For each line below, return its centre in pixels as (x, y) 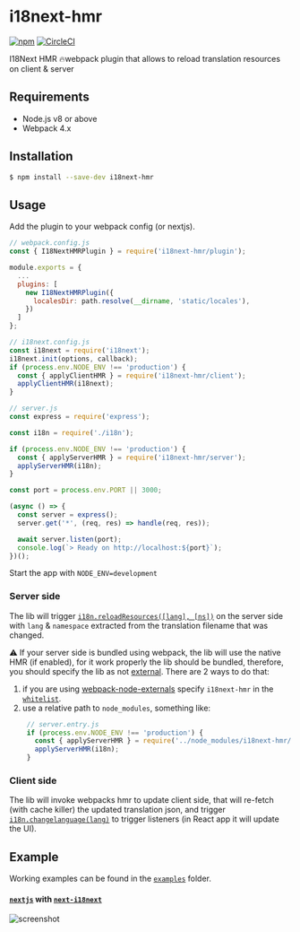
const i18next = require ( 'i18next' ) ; (80, 350)
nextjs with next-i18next (56, 899)
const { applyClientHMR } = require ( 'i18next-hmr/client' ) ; (132, 375)
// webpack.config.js (50, 243)
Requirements (49, 97)
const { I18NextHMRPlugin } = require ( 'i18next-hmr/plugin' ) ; (128, 252)
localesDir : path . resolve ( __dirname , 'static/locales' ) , (141, 301)
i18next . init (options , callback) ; (74, 359)
